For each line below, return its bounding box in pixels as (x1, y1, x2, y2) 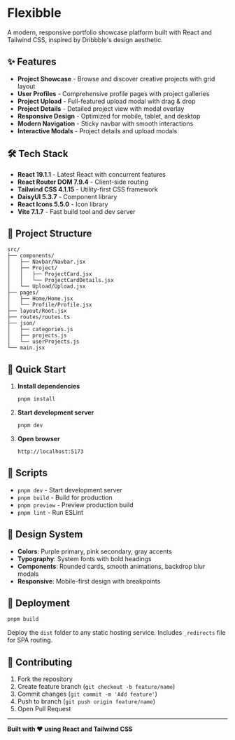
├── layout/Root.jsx (7, 307, 68, 315)
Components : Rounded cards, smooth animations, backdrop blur (17, 562, 206, 570)
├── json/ (7, 320, 36, 327)
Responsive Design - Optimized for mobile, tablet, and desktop (17, 112, 201, 120)
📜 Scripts (7, 467, 48, 479)
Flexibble (7, 5, 62, 21)
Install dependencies (17, 382, 80, 391)
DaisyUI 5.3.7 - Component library (17, 192, 117, 201)
